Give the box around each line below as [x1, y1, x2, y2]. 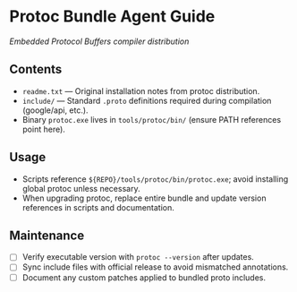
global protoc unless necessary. [21, 183, 140, 193]
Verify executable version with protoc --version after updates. [21, 252, 255, 262]
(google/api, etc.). [21, 105, 89, 116]
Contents [9, 62, 63, 77]
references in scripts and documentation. [21, 202, 174, 212]
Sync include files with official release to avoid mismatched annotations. [21, 262, 289, 272]
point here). [21, 124, 65, 134]
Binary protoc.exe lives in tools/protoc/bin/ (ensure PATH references [21, 114, 282, 125]
